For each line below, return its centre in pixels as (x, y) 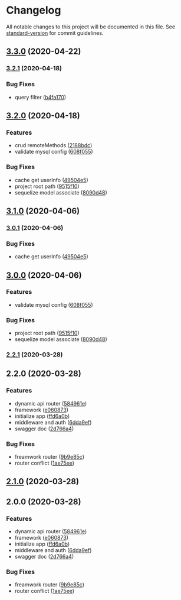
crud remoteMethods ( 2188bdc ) (53, 145)
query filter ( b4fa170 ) (40, 97)
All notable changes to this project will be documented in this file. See (91, 27)
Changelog (34, 10)
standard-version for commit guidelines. (55, 33)
